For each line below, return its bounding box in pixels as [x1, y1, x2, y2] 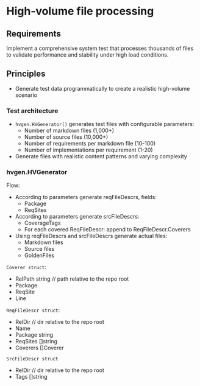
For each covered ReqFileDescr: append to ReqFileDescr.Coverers [24, 226, 191, 233]
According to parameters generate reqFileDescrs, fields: [15, 194, 157, 201]
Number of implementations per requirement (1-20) [24, 146, 154, 153]
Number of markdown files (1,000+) [24, 127, 115, 135]
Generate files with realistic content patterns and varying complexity [15, 153, 187, 160]
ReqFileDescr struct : [6, 306, 60, 314]
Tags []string [15, 373, 48, 381]
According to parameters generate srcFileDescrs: [15, 213, 140, 220]
